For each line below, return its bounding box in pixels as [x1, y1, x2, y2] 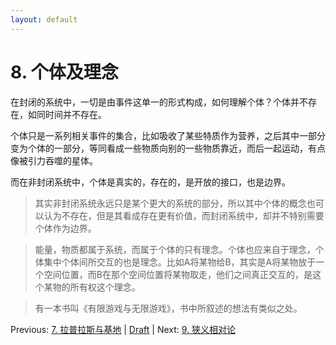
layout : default [10, 14, 78, 25]
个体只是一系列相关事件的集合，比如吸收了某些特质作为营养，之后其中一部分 [10, 129, 326, 141]
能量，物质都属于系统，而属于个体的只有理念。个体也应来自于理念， [34, 243, 316, 255]
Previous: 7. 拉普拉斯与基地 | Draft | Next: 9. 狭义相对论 [10, 323, 237, 335]
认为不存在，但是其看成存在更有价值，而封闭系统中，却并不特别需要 [43, 209, 325, 221]
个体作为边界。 [34, 222, 97, 234]
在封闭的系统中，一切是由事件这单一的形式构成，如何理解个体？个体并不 [10, 96, 308, 108]
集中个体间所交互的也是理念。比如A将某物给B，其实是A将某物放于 [43, 256, 317, 268]
